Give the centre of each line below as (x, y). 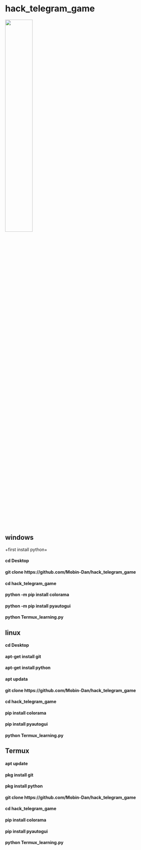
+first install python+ (26, 549)
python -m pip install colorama (37, 594)
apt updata (17, 679)
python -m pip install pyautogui (38, 606)
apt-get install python (28, 668)
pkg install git (19, 775)
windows (19, 537)
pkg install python (24, 786)
